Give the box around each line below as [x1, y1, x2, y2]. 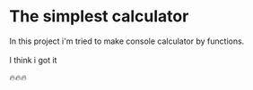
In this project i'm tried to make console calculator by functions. [9, 36, 245, 46]
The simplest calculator [9, 6, 189, 27]
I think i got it [9, 54, 57, 65]
